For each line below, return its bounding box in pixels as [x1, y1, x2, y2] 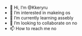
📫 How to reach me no [9, 26, 57, 31]
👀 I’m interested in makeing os [9, 10, 71, 16]
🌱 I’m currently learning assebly [9, 15, 74, 20]
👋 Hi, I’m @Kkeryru [9, 5, 48, 10]
